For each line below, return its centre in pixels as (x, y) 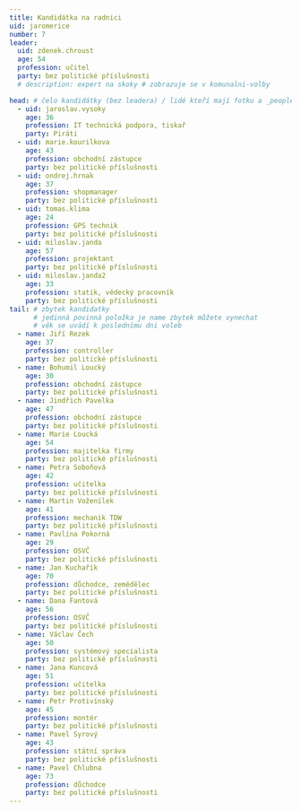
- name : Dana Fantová (58, 601)
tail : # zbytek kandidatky (60, 309)
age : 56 (39, 610)
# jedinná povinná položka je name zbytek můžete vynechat (145, 318)
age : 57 (39, 251)
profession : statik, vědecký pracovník (100, 292)
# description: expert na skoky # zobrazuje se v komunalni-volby (144, 84)
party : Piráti (52, 134)
